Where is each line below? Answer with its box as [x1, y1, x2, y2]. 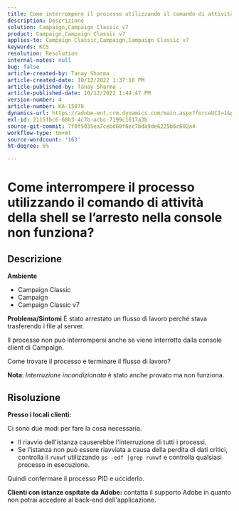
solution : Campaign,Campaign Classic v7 [7, 23, 129, 31]
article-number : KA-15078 [7, 103, 84, 110]
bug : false [7, 63, 40, 70]
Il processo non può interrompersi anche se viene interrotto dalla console [7, 335, 222, 345]
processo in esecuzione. [17, 460, 90, 469]
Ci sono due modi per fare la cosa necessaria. [7, 424, 142, 432]
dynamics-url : [7, 109, 50, 117]
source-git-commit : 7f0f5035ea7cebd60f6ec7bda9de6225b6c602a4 [7, 122, 196, 130]
